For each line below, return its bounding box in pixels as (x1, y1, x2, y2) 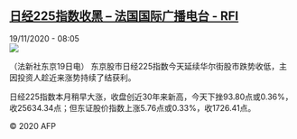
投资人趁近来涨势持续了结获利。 (16, 71, 136, 83)
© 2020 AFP (9, 120, 57, 131)
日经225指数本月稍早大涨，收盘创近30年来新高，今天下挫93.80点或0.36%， (9, 91, 293, 102)
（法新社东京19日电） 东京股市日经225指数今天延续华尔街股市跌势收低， (9, 60, 280, 71)
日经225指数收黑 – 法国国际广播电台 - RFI (9, 8, 239, 24)
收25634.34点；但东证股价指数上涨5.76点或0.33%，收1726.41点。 (9, 102, 256, 113)
